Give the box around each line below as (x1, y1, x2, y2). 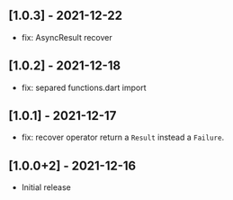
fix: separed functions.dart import (21, 82, 147, 93)
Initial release (21, 182, 71, 193)
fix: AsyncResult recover (21, 32, 113, 42)
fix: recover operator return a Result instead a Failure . (21, 132, 225, 143)
